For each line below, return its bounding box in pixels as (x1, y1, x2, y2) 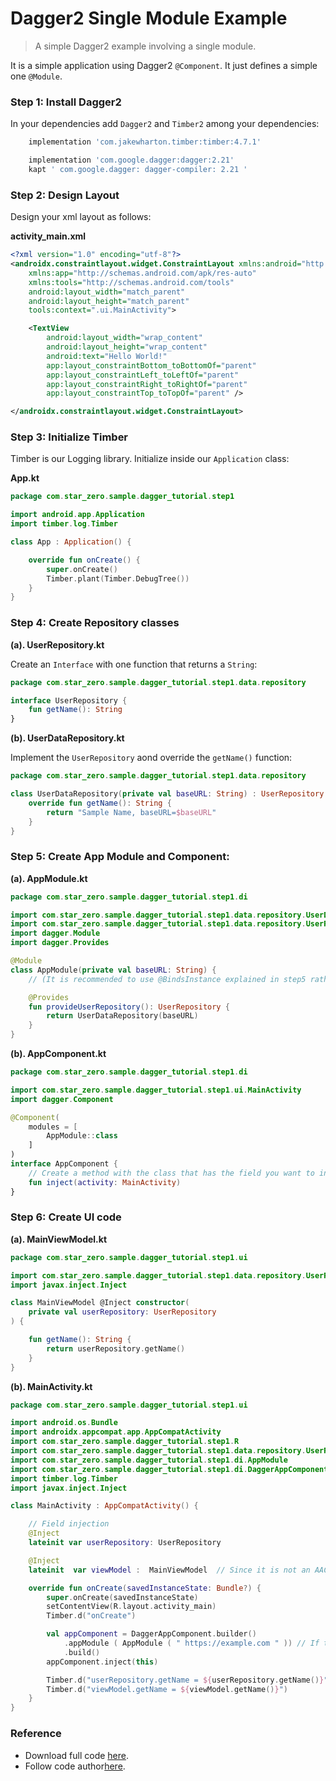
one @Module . (10, 70, 63, 82)
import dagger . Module (10, 928, 101, 939)
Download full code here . (24, 1749, 129, 1761)
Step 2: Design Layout (10, 188, 120, 202)
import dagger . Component (10, 1094, 114, 1104)
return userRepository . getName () (46, 1343, 186, 1354)
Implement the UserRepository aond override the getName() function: (10, 752, 293, 764)
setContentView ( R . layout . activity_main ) (46, 1602, 217, 1612)
